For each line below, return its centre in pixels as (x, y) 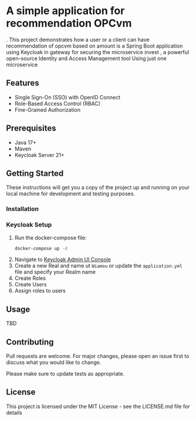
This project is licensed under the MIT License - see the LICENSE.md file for (98, 406)
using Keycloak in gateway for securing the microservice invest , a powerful (98, 52)
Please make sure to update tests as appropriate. (65, 374)
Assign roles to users (40, 291)
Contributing (30, 342)
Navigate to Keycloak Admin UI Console (63, 259)
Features (23, 83)
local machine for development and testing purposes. (71, 194)
